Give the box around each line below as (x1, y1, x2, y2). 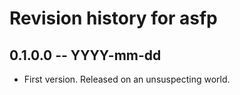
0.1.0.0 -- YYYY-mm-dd (9, 47, 162, 64)
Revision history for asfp (9, 7, 218, 30)
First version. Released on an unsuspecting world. (23, 73, 231, 85)
